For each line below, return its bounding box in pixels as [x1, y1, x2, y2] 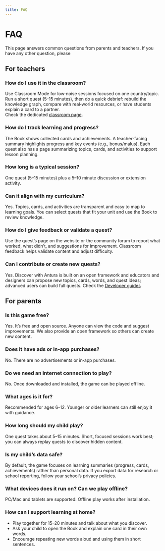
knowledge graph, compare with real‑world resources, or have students [5, 101, 152, 107]
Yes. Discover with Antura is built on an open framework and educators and [5, 272, 160, 278]
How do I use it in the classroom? [5, 79, 86, 86]
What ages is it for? [5, 393, 53, 400]
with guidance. [5, 410, 36, 416]
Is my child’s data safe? [5, 451, 63, 458]
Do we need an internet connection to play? [5, 370, 112, 377]
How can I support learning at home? [5, 509, 96, 516]
